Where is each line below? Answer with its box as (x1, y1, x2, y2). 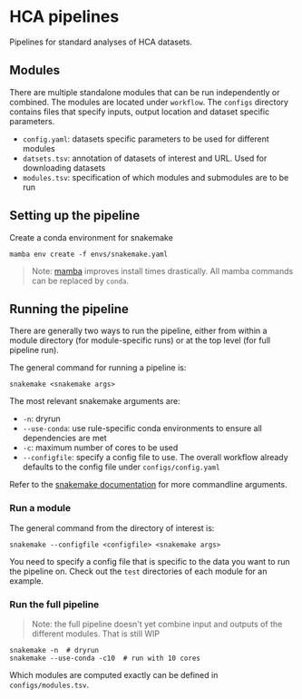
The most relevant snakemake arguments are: (9, 396, 180, 407)
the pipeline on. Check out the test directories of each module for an (9, 566, 268, 576)
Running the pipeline (9, 301, 129, 317)
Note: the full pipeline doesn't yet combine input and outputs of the (31, 618, 283, 629)
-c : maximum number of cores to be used (22, 442, 179, 453)
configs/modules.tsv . (9, 679, 90, 690)
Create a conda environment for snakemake (9, 231, 174, 242)
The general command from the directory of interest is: (9, 522, 215, 533)
